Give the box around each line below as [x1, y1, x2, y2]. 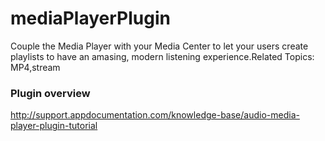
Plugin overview [10, 86, 91, 100]
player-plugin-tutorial [10, 120, 98, 132]
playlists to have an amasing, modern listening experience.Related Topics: [10, 50, 315, 62]
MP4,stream [10, 61, 61, 73]
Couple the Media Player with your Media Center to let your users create [10, 40, 309, 52]
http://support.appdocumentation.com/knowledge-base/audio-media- [10, 109, 300, 121]
